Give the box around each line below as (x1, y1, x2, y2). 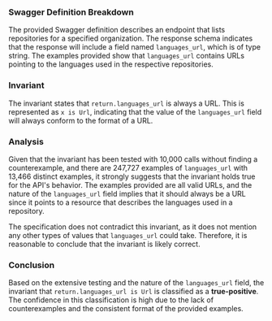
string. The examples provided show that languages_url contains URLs (8, 51, 245, 61)
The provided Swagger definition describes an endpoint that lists (8, 25, 226, 35)
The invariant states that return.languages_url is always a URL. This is (8, 98, 245, 108)
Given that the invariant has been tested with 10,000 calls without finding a (8, 154, 258, 164)
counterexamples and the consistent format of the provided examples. (8, 304, 244, 314)
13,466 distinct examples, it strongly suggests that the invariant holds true (8, 171, 256, 181)
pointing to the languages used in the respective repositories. (8, 59, 214, 69)
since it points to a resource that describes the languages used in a (8, 197, 233, 207)
